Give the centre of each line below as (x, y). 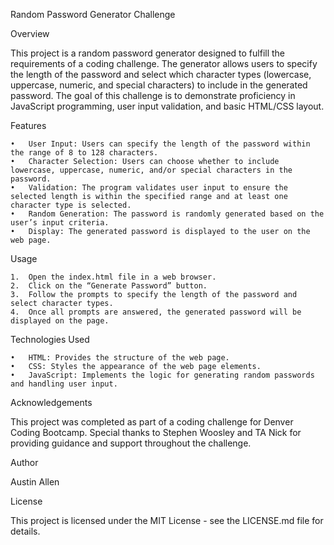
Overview (30, 33)
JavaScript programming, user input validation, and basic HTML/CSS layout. (167, 106)
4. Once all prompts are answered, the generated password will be (156, 312)
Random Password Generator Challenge (93, 14)
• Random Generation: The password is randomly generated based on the (167, 214)
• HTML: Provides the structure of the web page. (120, 358)
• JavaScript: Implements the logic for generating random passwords (162, 375)
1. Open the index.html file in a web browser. (113, 277)
